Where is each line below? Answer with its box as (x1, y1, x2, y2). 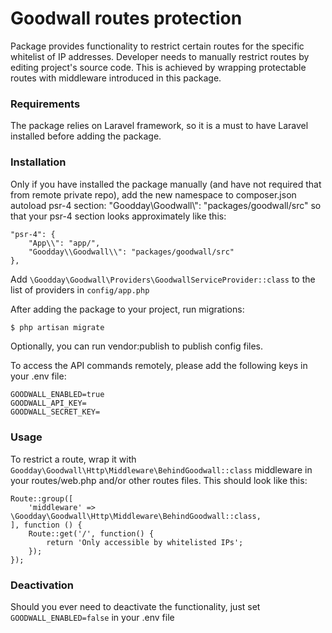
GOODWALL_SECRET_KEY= (10, 407, 101, 417)
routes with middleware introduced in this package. (10, 72, 222, 84)
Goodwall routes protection (10, 7, 243, 30)
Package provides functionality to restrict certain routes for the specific (10, 40, 305, 52)
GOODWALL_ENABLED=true (10, 390, 105, 400)
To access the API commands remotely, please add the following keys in (10, 360, 308, 372)
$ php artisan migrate (10, 322, 105, 332)
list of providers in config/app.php (10, 283, 150, 296)
